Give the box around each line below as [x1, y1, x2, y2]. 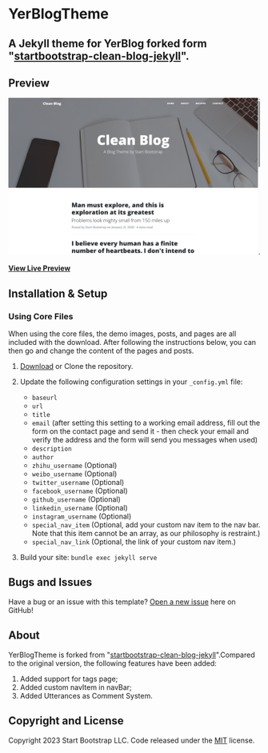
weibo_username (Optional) [31, 469, 118, 479]
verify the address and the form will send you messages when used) [31, 435, 258, 445]
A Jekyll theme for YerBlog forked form [8, 37, 208, 50]
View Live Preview [8, 263, 70, 273]
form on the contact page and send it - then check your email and [31, 427, 250, 436]
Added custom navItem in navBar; [19, 682, 132, 692]
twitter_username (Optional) [31, 478, 125, 487]
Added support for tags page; [19, 674, 118, 683]
